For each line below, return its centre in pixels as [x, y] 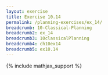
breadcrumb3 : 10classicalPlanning [48, 38]
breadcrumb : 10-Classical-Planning [49, 28]
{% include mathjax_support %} [44, 66]
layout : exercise [27, 11]
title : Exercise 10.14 [33, 17]
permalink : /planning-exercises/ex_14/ [54, 22]
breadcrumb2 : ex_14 [30, 33]
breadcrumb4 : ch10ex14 [33, 44]
